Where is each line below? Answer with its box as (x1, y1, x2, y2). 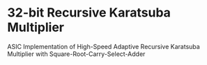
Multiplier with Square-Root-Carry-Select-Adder (7, 50, 146, 58)
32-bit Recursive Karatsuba (7, 5, 171, 21)
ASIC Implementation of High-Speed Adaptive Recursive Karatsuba (7, 42, 200, 50)
